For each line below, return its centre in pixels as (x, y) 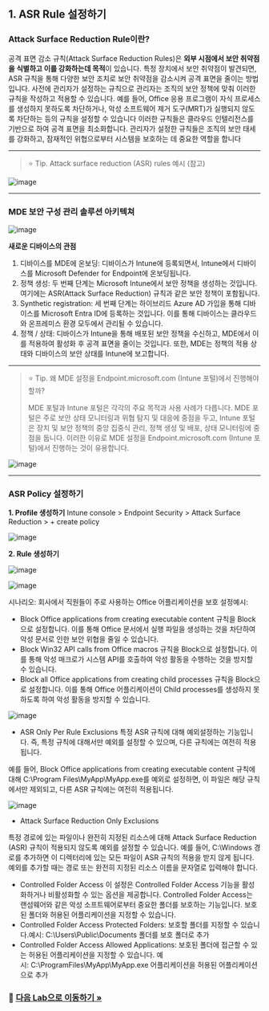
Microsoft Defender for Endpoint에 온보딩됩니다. (113, 273)
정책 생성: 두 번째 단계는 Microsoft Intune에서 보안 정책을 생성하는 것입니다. (139, 283)
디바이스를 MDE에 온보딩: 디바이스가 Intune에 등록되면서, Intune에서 (127, 263)
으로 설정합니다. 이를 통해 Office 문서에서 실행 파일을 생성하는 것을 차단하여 (138, 630)
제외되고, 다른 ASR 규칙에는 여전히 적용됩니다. (101, 789)
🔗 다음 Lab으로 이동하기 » (55, 998)
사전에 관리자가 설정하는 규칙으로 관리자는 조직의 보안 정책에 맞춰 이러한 (144, 88)
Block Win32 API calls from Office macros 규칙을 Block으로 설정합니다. (134, 650)
